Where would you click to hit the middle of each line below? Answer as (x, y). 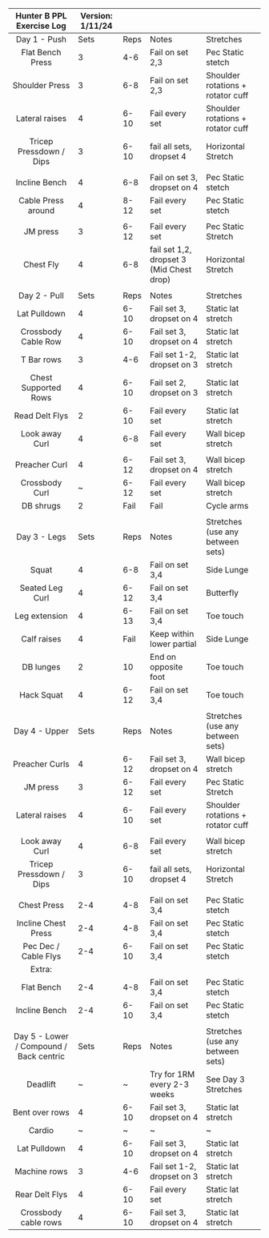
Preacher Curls (41, 764)
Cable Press (41, 201)
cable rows (41, 1222)
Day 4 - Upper (41, 731)
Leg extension (41, 616)
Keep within (172, 634)
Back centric (41, 1056)
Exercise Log (41, 26)
